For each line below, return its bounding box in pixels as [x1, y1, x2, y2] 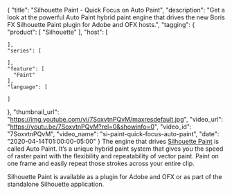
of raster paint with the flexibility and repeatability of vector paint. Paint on [7, 152, 220, 160]
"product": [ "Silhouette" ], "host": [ [7, 28, 109, 36]
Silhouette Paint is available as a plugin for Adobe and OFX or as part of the [7, 173, 222, 180]
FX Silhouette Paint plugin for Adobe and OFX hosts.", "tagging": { [7, 21, 195, 28]
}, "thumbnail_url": [7, 108, 60, 116]
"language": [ [7, 84, 48, 91]
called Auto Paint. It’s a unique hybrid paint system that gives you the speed [7, 145, 224, 153]
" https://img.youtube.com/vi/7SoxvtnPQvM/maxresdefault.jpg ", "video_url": [7, 115, 224, 123]
